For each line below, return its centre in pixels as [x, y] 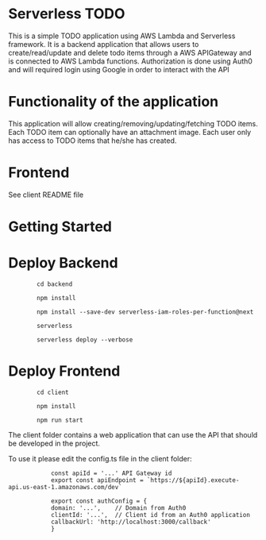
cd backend [55, 284]
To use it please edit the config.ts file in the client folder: [100, 458]
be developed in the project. [54, 443]
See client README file [46, 195]
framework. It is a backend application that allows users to [104, 44]
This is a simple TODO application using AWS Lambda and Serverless [122, 36]
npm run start [60, 420]
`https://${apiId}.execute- [193, 480]
